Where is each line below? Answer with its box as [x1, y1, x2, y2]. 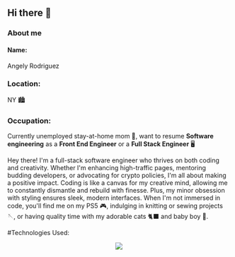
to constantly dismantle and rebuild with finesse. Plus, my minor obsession [7, 186, 225, 195]
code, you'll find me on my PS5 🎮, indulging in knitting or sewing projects [7, 202, 223, 210]
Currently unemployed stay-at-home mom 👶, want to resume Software [7, 132, 214, 141]
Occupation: [7, 116, 52, 126]
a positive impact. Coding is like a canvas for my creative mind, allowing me [7, 179, 228, 187]
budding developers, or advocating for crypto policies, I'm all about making [7, 171, 227, 180]
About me [7, 28, 42, 38]
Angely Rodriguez [7, 61, 60, 70]
